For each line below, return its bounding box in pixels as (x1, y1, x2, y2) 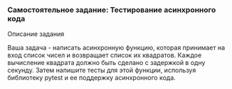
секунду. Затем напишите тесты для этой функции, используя (7, 66, 196, 75)
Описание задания (7, 30, 65, 38)
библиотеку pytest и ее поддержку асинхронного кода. (7, 73, 176, 82)
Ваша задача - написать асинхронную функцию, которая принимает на (7, 44, 226, 52)
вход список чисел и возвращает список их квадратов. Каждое (7, 51, 202, 59)
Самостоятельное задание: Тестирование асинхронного (7, 5, 216, 15)
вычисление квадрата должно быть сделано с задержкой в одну (7, 59, 206, 67)
